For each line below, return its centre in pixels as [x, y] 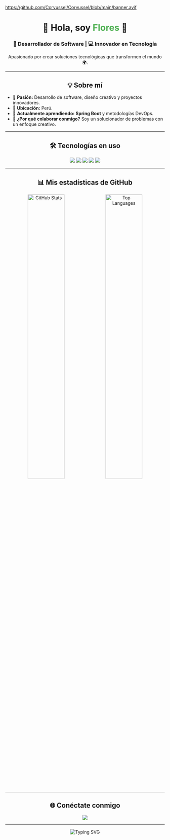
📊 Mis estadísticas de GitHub [85, 182]
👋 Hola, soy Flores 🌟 [85, 28]
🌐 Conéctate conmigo [85, 806]
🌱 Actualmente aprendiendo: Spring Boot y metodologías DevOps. [83, 114]
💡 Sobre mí [85, 85]
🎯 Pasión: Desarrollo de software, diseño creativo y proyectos [77, 97]
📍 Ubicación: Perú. [32, 108]
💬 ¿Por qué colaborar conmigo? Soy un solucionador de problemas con [88, 119]
